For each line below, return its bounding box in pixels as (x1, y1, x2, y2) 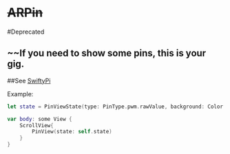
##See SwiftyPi (7, 76, 51, 85)
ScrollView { (19, 122, 54, 129)
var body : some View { (7, 115, 72, 122)
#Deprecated (7, 27, 45, 36)
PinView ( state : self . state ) (32, 129, 112, 135)
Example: (7, 89, 34, 98)
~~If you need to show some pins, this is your (7, 47, 207, 59)
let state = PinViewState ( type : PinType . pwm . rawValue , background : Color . (7, 103, 227, 110)
